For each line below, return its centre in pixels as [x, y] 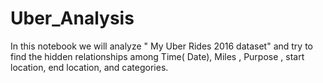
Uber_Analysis [72, 18]
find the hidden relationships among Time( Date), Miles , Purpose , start [157, 56]
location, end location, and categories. [89, 67]
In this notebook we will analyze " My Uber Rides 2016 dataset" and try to [161, 46]
